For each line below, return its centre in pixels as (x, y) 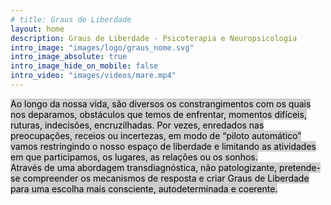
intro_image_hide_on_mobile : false (84, 66)
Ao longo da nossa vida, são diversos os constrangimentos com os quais (161, 103)
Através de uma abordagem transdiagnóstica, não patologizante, (144, 167)
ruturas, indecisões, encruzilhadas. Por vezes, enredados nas (137, 125)
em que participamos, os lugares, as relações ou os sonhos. (134, 157)
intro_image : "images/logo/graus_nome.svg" (102, 47)
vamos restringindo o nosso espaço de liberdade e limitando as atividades (163, 146)
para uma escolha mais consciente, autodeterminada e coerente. (144, 188)
